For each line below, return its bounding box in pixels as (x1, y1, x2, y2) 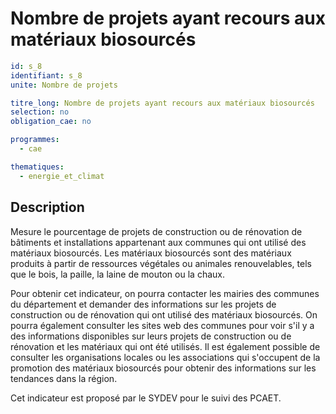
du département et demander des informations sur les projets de (10, 298, 277, 310)
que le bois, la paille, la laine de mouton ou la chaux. (10, 268, 225, 280)
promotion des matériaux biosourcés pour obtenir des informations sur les (10, 362, 317, 374)
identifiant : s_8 (10, 70, 83, 81)
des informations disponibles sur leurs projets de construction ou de (10, 330, 292, 342)
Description (10, 199, 85, 216)
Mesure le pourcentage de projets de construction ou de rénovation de (10, 225, 303, 237)
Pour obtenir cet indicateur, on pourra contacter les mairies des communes (10, 287, 320, 299)
